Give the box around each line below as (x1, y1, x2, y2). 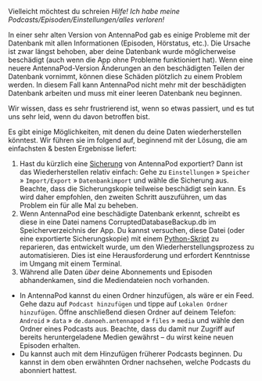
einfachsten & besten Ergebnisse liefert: (8, 144, 137, 153)
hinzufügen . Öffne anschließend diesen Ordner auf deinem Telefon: (19, 307, 236, 317)
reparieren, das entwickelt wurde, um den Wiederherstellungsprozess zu (19, 242, 255, 252)
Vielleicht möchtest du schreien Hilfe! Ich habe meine (8, 7, 180, 16)
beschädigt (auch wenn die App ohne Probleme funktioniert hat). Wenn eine (8, 55, 253, 64)
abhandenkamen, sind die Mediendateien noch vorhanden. (19, 276, 210, 285)
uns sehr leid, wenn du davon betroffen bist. (8, 112, 150, 121)
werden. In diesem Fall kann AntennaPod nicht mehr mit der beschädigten (8, 80, 246, 89)
